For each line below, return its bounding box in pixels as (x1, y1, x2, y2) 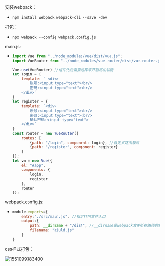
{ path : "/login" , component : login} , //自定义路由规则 (30, 140, 139, 145)
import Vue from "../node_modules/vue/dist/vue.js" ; (12, 54, 123, 59)
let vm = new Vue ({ (12, 158, 53, 163)
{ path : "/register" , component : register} (30, 145, 118, 149)
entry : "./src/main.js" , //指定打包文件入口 (21, 214, 106, 219)
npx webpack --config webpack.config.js (12, 35, 96, 40)
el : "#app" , (21, 163, 46, 168)
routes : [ (21, 135, 41, 141)
